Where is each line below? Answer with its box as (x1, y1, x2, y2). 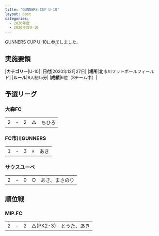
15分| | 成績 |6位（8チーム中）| (38, 74, 98, 80)
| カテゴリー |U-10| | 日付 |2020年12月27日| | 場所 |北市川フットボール (5, 68, 137, 74)
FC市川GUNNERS (5, 135, 47, 141)
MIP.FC (5, 210, 23, 217)
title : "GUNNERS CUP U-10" (5, 7, 60, 12)
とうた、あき (60, 222, 90, 229)
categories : (5, 16, 29, 21)
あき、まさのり (40, 177, 75, 184)
